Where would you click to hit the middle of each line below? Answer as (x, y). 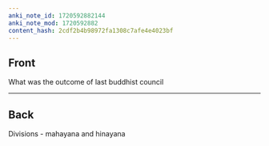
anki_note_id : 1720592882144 (57, 16)
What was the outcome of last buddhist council (86, 82)
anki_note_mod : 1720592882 (53, 23)
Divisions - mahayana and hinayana (67, 134)
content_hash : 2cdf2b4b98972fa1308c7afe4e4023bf (91, 30)
